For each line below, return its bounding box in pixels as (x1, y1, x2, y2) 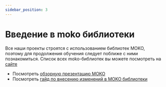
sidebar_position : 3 (5, 7, 48, 12)
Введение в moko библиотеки (5, 28, 135, 40)
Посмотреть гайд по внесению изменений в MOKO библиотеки (12, 76, 148, 82)
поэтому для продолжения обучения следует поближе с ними (5, 50, 138, 56)
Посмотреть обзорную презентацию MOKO (12, 71, 106, 77)
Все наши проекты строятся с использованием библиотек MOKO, (5, 45, 145, 51)
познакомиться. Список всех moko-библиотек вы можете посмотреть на (5, 56, 162, 62)
